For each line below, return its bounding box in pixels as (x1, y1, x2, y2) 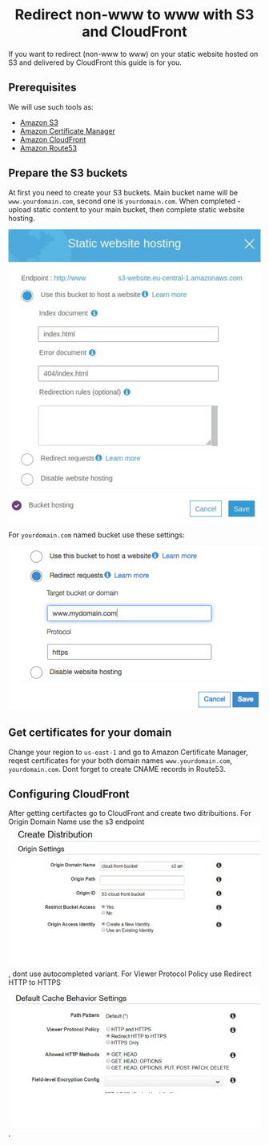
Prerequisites (8, 81, 77, 94)
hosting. (8, 213, 35, 223)
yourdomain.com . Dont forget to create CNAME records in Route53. (8, 764, 226, 773)
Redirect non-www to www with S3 (14, 6, 255, 24)
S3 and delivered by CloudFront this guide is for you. (8, 58, 183, 67)
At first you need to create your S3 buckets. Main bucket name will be (8, 187, 239, 197)
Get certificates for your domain (8, 726, 172, 740)
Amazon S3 (19, 118, 58, 127)
